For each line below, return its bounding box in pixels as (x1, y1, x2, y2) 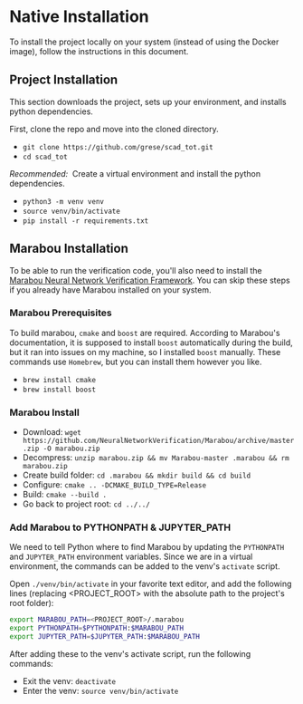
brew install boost (22, 385, 97, 394)
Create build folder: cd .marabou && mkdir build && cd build (22, 469, 251, 481)
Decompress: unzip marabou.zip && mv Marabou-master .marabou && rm (22, 452, 289, 463)
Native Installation (9, 6, 149, 27)
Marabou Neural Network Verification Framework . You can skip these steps (9, 275, 291, 285)
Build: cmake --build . (22, 489, 107, 500)
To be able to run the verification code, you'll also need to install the (9, 265, 262, 275)
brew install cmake (22, 375, 97, 384)
